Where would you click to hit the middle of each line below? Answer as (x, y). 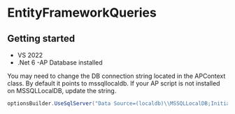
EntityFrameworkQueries (82, 13)
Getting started (41, 39)
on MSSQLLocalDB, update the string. (62, 91)
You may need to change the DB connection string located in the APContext (116, 76)
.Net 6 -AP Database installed (60, 63)
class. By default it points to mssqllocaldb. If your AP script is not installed (114, 83)
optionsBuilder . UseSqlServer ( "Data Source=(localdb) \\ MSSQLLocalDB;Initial (120, 104)
